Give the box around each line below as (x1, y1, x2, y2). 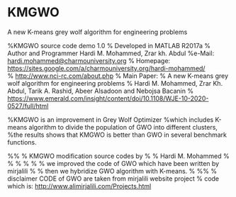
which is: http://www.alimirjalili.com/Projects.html (7, 181, 152, 190)
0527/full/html (7, 101, 49, 110)
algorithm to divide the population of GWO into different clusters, (28, 123, 218, 131)
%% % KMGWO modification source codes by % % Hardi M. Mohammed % (7, 152, 230, 160)
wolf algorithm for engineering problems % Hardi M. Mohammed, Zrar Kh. (7, 79, 223, 87)
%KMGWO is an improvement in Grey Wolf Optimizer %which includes (7, 115, 214, 124)
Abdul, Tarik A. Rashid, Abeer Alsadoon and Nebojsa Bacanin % (7, 86, 193, 95)
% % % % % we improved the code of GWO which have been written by (7, 159, 220, 167)
